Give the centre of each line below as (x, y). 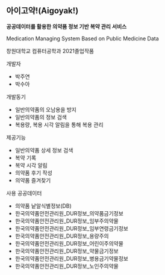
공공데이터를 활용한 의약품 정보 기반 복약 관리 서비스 (67, 26)
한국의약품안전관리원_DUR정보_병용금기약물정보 (71, 258)
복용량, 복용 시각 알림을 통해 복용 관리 (59, 125)
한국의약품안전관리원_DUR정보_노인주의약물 (67, 266)
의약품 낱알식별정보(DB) (43, 206)
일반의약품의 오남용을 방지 (46, 110)
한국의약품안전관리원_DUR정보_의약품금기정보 (69, 213)
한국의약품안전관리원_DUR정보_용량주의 (62, 236)
